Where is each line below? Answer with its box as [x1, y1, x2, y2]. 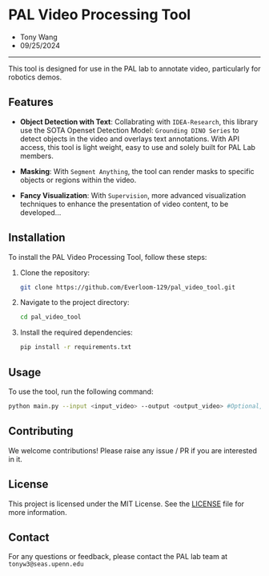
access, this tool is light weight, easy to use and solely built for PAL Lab [19, 142, 256, 152]
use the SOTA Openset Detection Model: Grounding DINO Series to [19, 125, 239, 135]
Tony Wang [19, 32, 58, 42]
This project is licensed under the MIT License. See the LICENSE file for [8, 499, 245, 509]
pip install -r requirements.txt [19, 343, 132, 351]
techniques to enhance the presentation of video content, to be [19, 199, 229, 209]
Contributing [8, 424, 74, 438]
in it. [8, 454, 22, 464]
